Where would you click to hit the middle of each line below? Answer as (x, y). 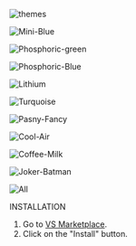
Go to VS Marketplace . (65, 224)
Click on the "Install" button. (75, 234)
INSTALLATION (38, 207)
